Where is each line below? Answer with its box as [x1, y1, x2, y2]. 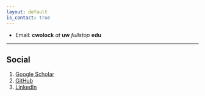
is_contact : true [6, 15, 51, 21]
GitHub [15, 77, 34, 84]
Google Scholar [15, 70, 55, 78]
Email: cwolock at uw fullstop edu [15, 31, 102, 38]
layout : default [6, 9, 48, 15]
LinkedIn [15, 83, 37, 91]
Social [6, 54, 31, 64]
